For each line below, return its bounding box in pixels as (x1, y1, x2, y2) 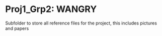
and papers (5, 25, 29, 31)
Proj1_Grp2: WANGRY (5, 3, 97, 15)
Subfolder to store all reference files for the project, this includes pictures (5, 20, 157, 26)
